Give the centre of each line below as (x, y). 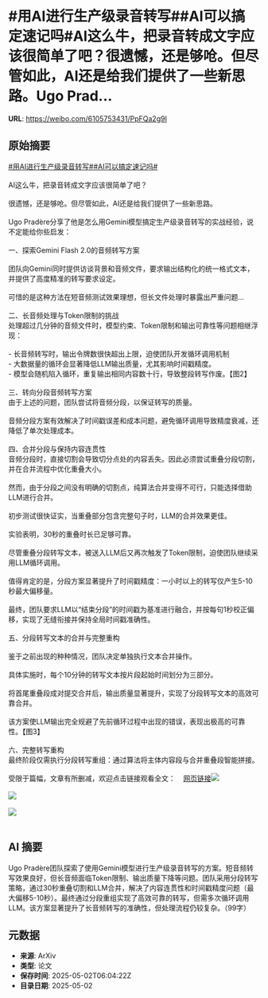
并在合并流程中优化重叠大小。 (57, 469)
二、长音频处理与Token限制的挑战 (64, 315)
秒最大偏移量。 (33, 591)
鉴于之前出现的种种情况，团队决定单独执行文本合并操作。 (102, 656)
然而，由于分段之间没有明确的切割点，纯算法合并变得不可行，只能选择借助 (130, 487)
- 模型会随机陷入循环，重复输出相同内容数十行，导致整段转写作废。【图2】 (130, 373)
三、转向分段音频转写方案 (50, 392)
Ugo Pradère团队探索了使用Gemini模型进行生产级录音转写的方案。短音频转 (131, 868)
